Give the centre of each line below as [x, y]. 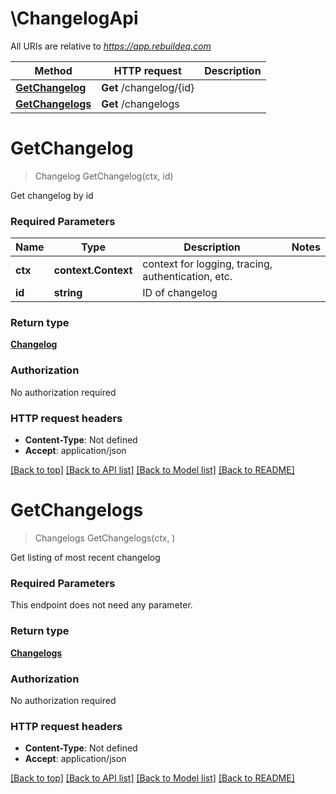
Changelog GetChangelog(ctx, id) [104, 176]
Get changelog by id [52, 195]
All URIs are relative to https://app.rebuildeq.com [111, 46]
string [68, 293]
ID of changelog [180, 293]
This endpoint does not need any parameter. [101, 605]
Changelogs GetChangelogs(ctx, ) [105, 538]
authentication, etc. [187, 277]
